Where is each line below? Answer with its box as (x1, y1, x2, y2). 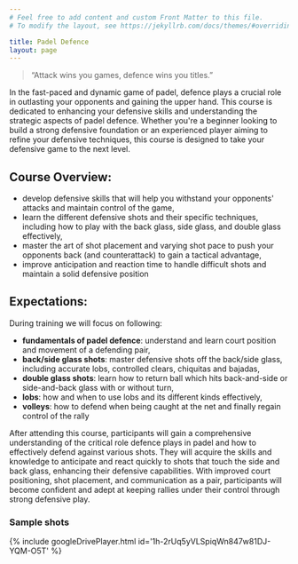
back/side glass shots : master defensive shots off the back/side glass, (21, 353, 283, 364)
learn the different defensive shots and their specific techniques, (21, 212, 259, 223)
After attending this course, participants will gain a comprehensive (9, 427, 252, 438)
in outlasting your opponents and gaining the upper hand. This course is (9, 97, 273, 107)
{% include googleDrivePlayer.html (9, 536, 137, 547)
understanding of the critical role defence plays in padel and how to (9, 437, 257, 448)
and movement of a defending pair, (21, 344, 151, 355)
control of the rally (21, 410, 90, 421)
